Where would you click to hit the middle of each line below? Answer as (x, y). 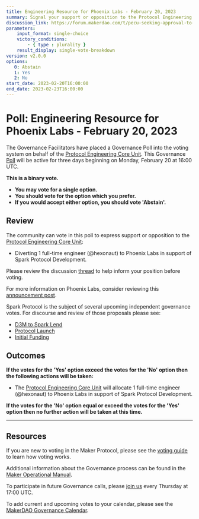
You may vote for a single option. (56, 189)
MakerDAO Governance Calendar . (47, 510)
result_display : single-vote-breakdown (66, 51)
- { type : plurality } (57, 45)
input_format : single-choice (53, 34)
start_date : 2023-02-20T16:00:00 (47, 84)
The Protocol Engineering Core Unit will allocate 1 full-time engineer (97, 388)
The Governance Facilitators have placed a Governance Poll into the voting (97, 147)
